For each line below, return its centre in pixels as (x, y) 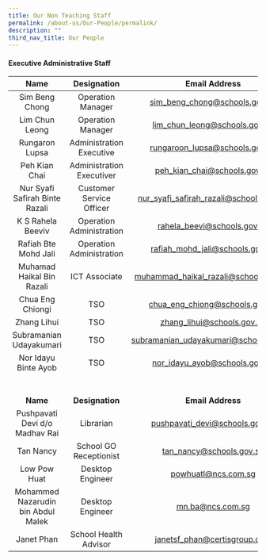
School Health (96, 535)
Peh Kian (37, 166)
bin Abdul (37, 512)
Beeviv (37, 231)
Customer (96, 189)
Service (96, 198)
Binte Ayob (37, 368)
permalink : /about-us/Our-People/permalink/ (83, 23)
